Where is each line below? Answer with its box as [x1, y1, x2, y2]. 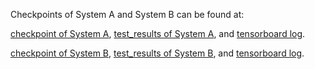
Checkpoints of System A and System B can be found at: [10, 9, 245, 20]
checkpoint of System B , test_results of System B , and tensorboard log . [10, 47, 305, 59]
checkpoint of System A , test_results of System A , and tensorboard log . [10, 28, 306, 39]
